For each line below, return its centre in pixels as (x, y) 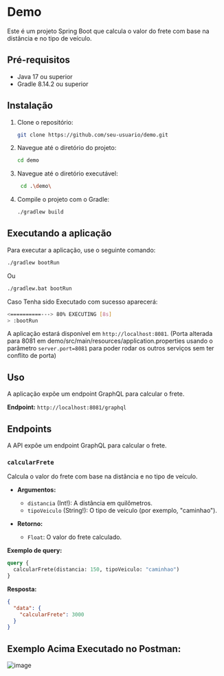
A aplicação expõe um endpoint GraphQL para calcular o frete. (96, 394)
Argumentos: (36, 490)
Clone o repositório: (45, 122)
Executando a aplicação (59, 234)
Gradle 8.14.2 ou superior (53, 84)
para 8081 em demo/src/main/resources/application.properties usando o (110, 341)
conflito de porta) (32, 356)
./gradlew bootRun (33, 262)
